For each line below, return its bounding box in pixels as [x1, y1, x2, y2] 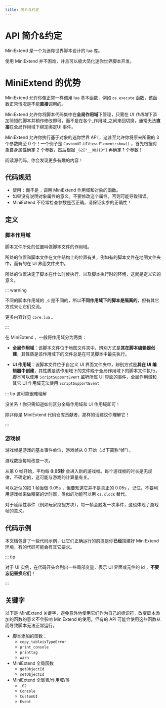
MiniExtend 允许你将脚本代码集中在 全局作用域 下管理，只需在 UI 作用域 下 [5, 111, 153, 117]
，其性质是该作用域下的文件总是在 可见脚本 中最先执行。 [16, 351, 129, 357]
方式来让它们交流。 [5, 303, 44, 309]
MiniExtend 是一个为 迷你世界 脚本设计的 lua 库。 [5, 48, 103, 54]
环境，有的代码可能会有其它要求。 [5, 544, 75, 550]
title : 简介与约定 [5, 7, 40, 12]
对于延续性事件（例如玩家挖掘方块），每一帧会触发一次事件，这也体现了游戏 [5, 502, 159, 508]
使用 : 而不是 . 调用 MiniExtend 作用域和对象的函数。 [12, 187, 121, 193]
